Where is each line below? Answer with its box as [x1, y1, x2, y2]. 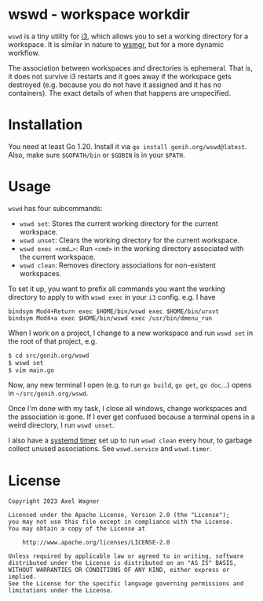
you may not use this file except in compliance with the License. [8, 518, 234, 526]
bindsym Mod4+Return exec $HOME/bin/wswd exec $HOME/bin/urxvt [8, 308, 220, 315]
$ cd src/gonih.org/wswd [8, 351, 89, 359]
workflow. [8, 48, 40, 57]
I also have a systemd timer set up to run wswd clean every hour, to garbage [8, 435, 253, 445]
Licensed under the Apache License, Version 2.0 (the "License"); [8, 512, 230, 519]
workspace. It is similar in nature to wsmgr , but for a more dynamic [8, 39, 225, 49]
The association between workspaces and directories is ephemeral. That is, [8, 63, 253, 72]
